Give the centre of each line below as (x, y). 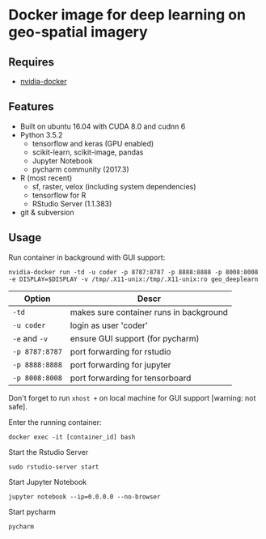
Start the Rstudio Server (49, 452)
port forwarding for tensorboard (131, 378)
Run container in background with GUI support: (87, 257)
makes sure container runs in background (149, 312)
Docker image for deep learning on (127, 15)
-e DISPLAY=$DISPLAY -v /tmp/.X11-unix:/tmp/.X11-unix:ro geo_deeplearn (133, 279)
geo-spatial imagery (78, 32)
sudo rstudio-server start (54, 467)
